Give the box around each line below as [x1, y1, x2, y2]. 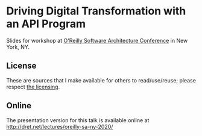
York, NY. [6, 43, 30, 51]
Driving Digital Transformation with [6, 4, 186, 18]
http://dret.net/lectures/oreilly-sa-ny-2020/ [6, 123, 113, 130]
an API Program [6, 17, 86, 31]
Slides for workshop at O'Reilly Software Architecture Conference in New [6, 37, 188, 44]
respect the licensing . [6, 83, 60, 90]
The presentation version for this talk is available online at [6, 116, 150, 124]
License [6, 61, 37, 71]
